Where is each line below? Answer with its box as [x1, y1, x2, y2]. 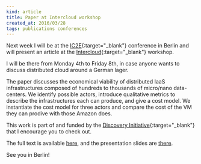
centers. [6, 91, 27, 98]
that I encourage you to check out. [6, 128, 92, 135]
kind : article [6, 8, 42, 15]
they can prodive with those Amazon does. [6, 110, 113, 117]
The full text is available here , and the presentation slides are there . [6, 139, 173, 147]
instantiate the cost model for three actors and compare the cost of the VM [6, 103, 193, 111]
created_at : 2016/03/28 [6, 20, 66, 26]
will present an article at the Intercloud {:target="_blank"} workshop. [6, 49, 175, 56]
